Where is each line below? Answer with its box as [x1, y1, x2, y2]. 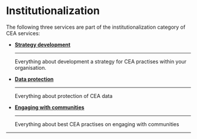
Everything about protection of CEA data [14, 92, 113, 99]
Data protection [14, 75, 54, 83]
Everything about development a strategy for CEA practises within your [14, 57, 186, 65]
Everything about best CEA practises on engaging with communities [14, 120, 179, 127]
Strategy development [14, 41, 71, 48]
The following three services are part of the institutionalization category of [6, 23, 186, 30]
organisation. [14, 64, 47, 71]
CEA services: [6, 29, 40, 36]
